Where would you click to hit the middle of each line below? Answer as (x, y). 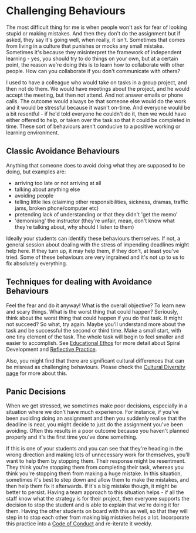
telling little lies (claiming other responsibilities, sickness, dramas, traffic (102, 202)
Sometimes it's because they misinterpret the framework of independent (94, 52)
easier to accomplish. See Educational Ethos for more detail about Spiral (93, 343)
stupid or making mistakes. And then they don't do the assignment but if (93, 33)
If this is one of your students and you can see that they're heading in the (94, 449)
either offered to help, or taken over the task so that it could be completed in (98, 120)
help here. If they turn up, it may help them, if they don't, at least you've (93, 251)
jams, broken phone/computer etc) (57, 208)
